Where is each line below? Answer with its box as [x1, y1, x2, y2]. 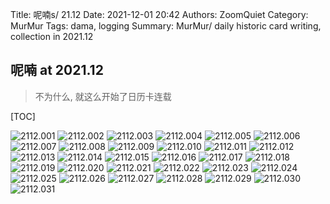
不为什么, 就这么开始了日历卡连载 [34, 90, 172, 102]
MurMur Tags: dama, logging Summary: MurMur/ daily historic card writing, [10, 20, 322, 32]
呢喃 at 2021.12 [10, 62, 104, 79]
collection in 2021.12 [10, 31, 94, 42]
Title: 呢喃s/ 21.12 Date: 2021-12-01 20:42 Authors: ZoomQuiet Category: [10, 9, 309, 20]
